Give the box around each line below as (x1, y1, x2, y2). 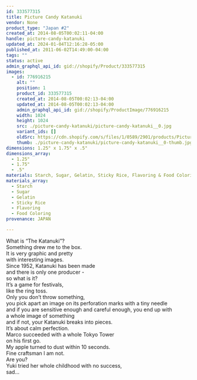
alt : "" (16, 80, 35, 86)
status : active (6, 58, 43, 63)
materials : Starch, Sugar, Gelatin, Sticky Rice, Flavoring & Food (6, 173, 175, 179)
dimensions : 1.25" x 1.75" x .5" (6, 145, 88, 151)
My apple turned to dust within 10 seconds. (6, 343, 110, 350)
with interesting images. (6, 256, 64, 263)
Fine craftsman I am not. (6, 349, 65, 357)
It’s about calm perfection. (6, 324, 69, 332)
